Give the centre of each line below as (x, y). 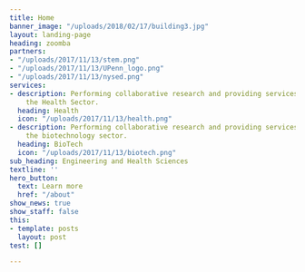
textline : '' (34, 170)
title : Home (32, 18)
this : (20, 220)
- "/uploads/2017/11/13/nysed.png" (77, 77)
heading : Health (48, 111)
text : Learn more (50, 187)
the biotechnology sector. (77, 136)
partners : (28, 52)
